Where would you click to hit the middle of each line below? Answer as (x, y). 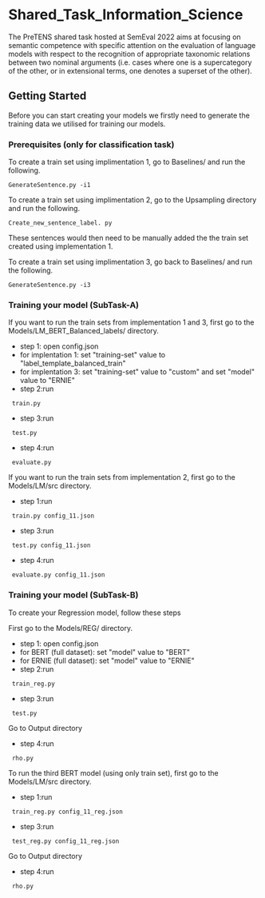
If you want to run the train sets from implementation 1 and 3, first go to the (131, 322)
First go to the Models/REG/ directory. (71, 628)
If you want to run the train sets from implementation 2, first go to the (122, 477)
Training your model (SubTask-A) (74, 305)
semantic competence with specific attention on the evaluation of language (132, 45)
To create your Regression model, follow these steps (95, 613)
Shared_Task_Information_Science (126, 15)
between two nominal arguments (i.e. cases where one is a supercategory (130, 62)
